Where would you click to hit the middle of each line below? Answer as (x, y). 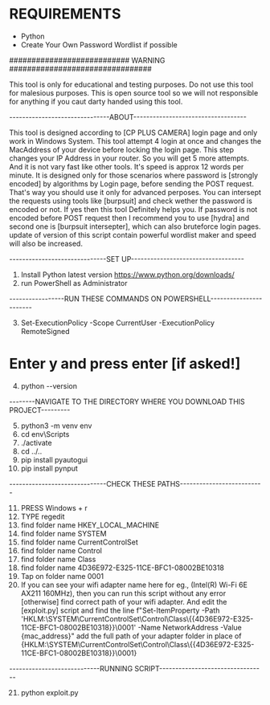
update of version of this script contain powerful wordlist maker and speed (133, 234)
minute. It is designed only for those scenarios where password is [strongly (134, 175)
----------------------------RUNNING (71, 668)
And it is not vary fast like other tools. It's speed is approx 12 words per (127, 166)
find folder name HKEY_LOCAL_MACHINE (90, 525)
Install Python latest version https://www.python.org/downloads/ (128, 275)
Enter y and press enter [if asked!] (125, 364)
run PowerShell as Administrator (74, 283)
